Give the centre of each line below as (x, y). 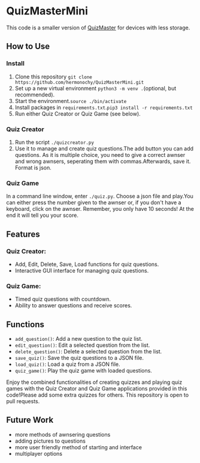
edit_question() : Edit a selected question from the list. (82, 345)
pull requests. (23, 401)
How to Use (28, 46)
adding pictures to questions (50, 441)
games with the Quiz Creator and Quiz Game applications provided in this (97, 389)
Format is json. (33, 167)
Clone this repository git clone (54, 77)
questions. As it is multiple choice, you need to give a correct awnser (100, 155)
